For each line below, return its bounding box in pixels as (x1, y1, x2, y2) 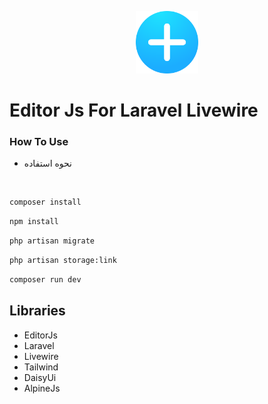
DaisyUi (23, 371, 57, 383)
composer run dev (9, 274, 82, 285)
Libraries (9, 302, 66, 320)
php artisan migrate (9, 236, 96, 246)
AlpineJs (23, 382, 61, 394)
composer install (9, 197, 82, 208)
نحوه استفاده (23, 157, 72, 170)
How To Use (9, 135, 69, 149)
